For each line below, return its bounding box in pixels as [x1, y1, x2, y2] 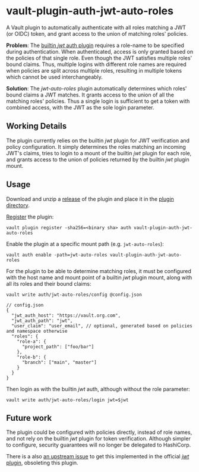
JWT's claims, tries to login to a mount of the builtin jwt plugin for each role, [6, 149, 192, 157]
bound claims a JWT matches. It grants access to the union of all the [6, 91, 174, 98]
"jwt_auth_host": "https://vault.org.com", [11, 312, 121, 318]
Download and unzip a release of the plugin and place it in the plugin [6, 195, 174, 202]
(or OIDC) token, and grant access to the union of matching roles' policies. [6, 30, 188, 37]
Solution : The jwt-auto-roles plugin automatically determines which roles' [6, 85, 187, 92]
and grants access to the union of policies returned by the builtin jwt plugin [6, 156, 190, 163]
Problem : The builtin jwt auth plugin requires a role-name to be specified [6, 42, 184, 49]
